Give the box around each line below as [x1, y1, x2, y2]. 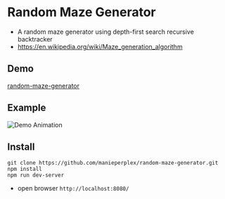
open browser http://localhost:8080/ [17, 184, 129, 193]
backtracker [17, 34, 53, 43]
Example [7, 102, 46, 114]
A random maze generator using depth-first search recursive [17, 27, 195, 36]
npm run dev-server [7, 172, 65, 179]
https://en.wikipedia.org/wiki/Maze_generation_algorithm [17, 42, 183, 51]
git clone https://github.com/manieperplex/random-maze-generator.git [7, 160, 219, 167]
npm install [7, 166, 42, 173]
